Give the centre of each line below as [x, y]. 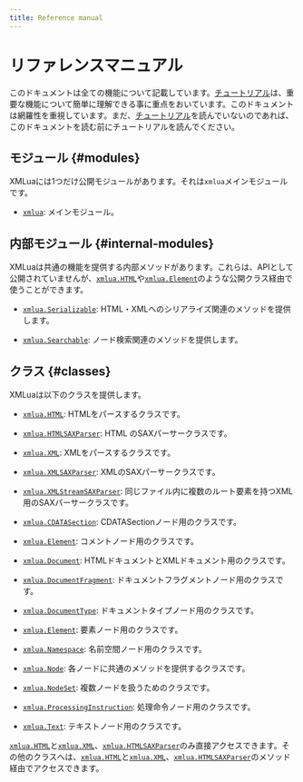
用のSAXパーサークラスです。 [78, 502]
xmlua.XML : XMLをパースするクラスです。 [98, 452]
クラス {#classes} [60, 371]
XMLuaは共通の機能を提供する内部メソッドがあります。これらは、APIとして [151, 267]
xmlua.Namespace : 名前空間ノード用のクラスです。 [114, 649]
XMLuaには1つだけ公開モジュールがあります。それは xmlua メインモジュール [149, 182]
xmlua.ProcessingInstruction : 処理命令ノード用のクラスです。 [139, 707]
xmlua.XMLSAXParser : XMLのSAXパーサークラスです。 [121, 472]
